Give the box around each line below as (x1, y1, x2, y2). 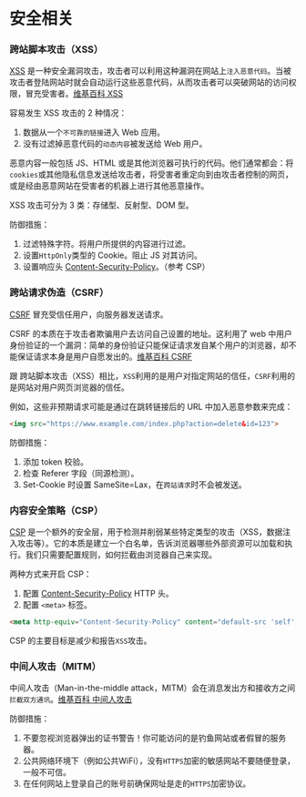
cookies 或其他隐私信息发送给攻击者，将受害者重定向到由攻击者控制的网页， (9, 169, 294, 180)
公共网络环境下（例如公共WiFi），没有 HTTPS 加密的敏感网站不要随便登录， (22, 755, 296, 766)
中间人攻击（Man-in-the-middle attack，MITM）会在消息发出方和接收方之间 (9, 682, 296, 693)
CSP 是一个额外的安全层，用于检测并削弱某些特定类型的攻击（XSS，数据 (9, 526, 283, 537)
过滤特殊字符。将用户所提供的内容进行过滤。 (22, 239, 191, 250)
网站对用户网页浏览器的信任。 (16, 382, 129, 393)
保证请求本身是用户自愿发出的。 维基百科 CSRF (16, 351, 193, 362)
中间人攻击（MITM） (9, 659, 102, 672)
